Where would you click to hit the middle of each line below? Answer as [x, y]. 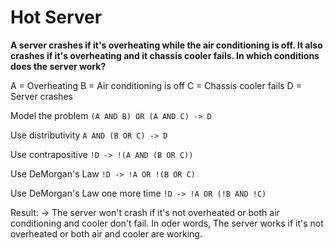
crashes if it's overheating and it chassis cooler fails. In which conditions [165, 55]
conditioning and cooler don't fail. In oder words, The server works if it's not [167, 223]
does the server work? [58, 66]
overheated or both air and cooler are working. [106, 233]
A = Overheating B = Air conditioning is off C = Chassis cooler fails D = [156, 85]
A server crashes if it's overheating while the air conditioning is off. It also [166, 45]
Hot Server [56, 17]
